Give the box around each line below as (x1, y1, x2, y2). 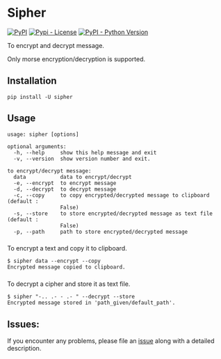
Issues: (7, 318, 40, 330)
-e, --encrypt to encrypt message (13, 179, 117, 186)
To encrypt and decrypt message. (7, 41, 104, 49)
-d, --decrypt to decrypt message (13, 186, 117, 193)
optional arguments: (7, 143, 67, 150)
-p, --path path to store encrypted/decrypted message (13, 228, 188, 235)
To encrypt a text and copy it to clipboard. (7, 244, 127, 253)
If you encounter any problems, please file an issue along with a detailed (7, 337, 215, 345)
